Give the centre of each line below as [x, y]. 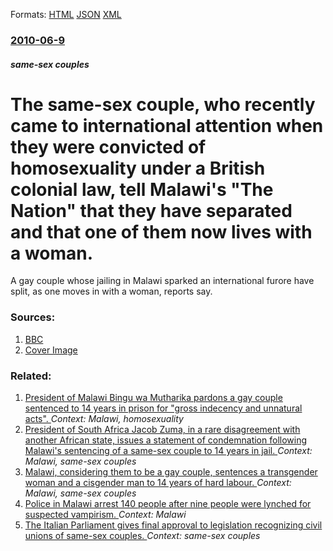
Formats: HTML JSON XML [66, 14]
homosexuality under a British [138, 168]
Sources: [33, 317]
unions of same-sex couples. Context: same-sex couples [142, 536]
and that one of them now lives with [161, 231]
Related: [31, 376]
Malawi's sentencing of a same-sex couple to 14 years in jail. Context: [168, 451]
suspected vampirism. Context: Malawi [105, 515]
